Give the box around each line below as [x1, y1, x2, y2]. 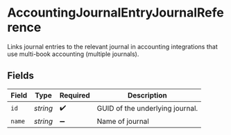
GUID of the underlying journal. [96, 104, 198, 114]
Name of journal [96, 116, 149, 126]
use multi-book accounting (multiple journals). [7, 50, 139, 58]
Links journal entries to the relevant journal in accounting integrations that [7, 42, 218, 51]
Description [127, 90, 168, 100]
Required [59, 90, 90, 100]
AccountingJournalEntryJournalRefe [7, 5, 224, 21]
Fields [7, 70, 35, 82]
